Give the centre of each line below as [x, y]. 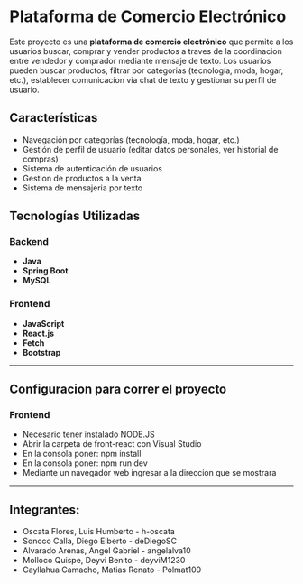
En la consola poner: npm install [82, 454]
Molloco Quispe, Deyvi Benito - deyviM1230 [104, 561]
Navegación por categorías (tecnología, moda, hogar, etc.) [131, 139]
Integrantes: [45, 510]
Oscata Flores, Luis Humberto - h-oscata [99, 532]
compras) [40, 159]
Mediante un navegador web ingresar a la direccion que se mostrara [149, 473]
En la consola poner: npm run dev [85, 463]
